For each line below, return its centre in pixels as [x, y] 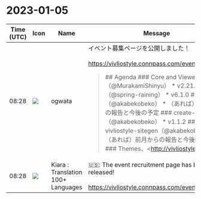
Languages [66, 187]
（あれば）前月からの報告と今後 [150, 140]
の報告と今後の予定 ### [138, 113]
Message [157, 33]
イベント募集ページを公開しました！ [139, 48]
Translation [66, 172]
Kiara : [60, 164]
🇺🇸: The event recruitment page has [140, 164]
